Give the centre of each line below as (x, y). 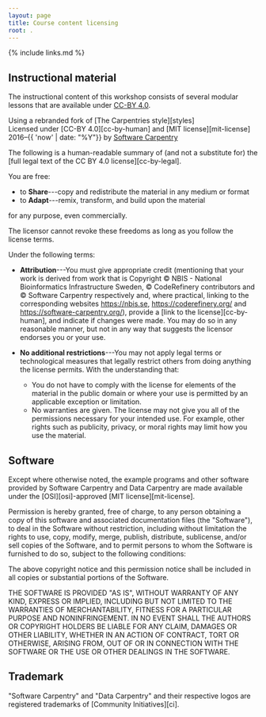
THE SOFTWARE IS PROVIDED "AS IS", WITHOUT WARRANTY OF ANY (123, 593)
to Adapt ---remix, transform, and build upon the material (112, 200)
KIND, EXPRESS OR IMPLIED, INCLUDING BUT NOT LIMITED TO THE (120, 601)
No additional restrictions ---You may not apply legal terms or (121, 353)
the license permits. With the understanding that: (99, 370)
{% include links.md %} (47, 53)
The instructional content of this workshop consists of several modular (123, 97)
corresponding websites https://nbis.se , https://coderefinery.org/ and (133, 304)
